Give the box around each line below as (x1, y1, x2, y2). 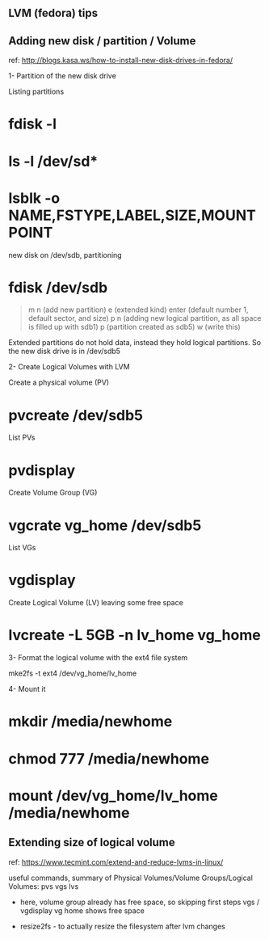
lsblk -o (8, 189, 61, 207)
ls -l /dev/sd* (8, 152, 99, 171)
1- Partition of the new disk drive (8, 71, 117, 81)
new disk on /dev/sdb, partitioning (8, 250, 123, 259)
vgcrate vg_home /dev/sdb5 (8, 516, 202, 534)
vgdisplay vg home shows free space (19, 905, 145, 916)
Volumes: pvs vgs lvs (8, 881, 79, 891)
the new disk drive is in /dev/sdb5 (8, 347, 121, 356)
